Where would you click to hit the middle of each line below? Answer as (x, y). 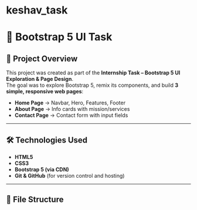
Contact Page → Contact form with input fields (71, 116)
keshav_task (37, 10)
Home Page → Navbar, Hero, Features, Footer (70, 103)
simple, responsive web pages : (45, 92)
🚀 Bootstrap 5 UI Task (59, 37)
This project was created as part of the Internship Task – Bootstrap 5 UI (93, 73)
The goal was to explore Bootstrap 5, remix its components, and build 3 (92, 85)
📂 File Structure (35, 200)
